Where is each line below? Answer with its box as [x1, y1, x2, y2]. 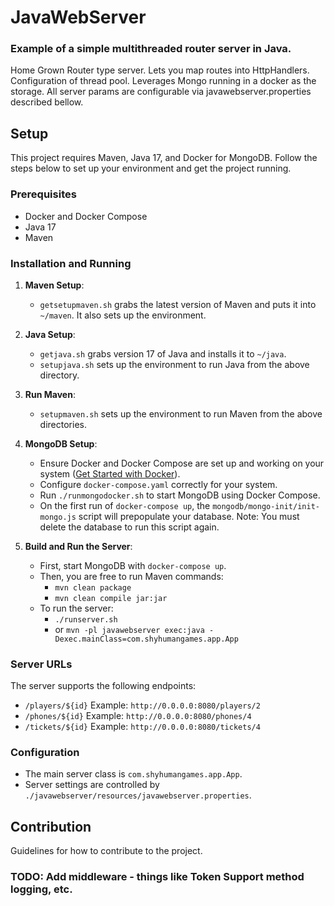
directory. [39, 369, 80, 381]
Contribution [10, 818, 92, 835]
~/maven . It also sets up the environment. [39, 309, 207, 321]
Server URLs [10, 657, 73, 671]
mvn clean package [54, 582, 132, 593]
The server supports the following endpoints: [10, 680, 197, 692]
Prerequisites [10, 187, 77, 201]
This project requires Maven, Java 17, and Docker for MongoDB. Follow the [10, 152, 318, 164]
